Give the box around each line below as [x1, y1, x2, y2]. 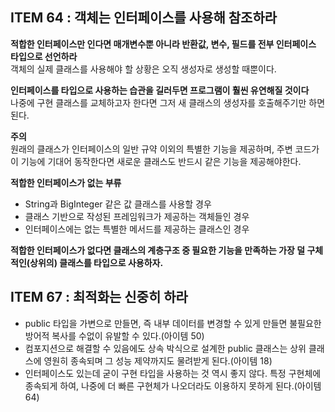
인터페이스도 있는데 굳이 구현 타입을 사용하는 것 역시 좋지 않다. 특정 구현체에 [24, 367, 322, 379]
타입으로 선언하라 [10, 50, 78, 62]
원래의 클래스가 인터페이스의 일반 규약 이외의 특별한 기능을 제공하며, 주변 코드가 [10, 143, 320, 155]
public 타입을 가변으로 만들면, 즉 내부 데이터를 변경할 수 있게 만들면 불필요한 [24, 317, 322, 329]
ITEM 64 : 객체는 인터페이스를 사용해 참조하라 [10, 9, 278, 27]
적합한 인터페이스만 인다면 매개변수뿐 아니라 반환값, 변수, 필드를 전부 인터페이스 [10, 38, 317, 50]
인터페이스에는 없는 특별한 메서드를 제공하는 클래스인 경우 [24, 223, 250, 235]
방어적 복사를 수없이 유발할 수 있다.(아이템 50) [24, 329, 205, 342]
